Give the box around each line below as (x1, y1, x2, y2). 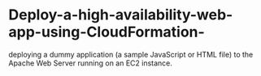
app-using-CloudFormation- (8, 23, 205, 41)
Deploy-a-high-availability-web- (8, 6, 233, 24)
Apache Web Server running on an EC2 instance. (8, 58, 173, 68)
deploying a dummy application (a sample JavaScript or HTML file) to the (8, 49, 254, 59)
